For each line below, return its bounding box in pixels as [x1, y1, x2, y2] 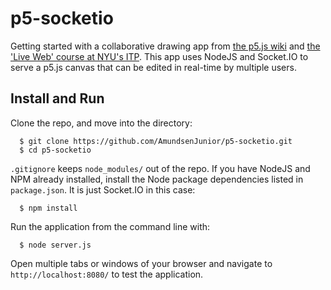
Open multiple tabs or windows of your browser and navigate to [10, 257, 273, 269]
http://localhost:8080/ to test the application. [10, 268, 204, 280]
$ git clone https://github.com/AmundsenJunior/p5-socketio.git [19, 136, 293, 146]
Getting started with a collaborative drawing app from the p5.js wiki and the [10, 40, 321, 52]
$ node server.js [19, 240, 92, 250]
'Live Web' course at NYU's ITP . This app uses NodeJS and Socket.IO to [10, 50, 309, 62]
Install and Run [10, 90, 105, 107]
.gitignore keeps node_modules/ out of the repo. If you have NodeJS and [10, 162, 311, 174]
